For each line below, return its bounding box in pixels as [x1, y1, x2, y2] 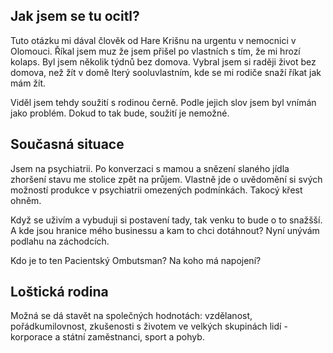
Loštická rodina [10, 284, 109, 301]
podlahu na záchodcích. [10, 235, 110, 247]
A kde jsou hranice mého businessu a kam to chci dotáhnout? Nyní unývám [10, 224, 320, 236]
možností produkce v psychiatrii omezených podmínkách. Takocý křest [10, 184, 303, 196]
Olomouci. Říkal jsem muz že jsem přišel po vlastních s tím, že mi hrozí [10, 45, 301, 57]
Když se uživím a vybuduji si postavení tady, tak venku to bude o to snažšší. [10, 214, 323, 226]
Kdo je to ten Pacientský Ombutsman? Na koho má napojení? [10, 254, 262, 266]
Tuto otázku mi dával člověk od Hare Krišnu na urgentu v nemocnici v [10, 34, 297, 46]
